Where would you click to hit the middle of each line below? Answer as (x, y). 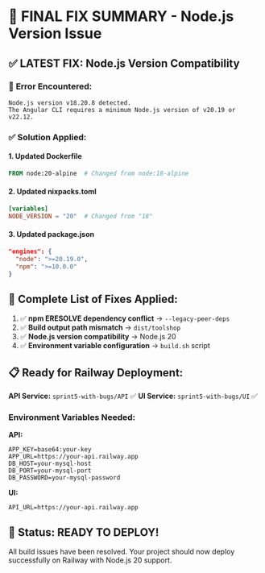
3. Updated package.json (52, 235)
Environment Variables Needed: (72, 417)
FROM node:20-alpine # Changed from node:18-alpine (99, 173)
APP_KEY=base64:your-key (50, 450)
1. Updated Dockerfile (45, 156)
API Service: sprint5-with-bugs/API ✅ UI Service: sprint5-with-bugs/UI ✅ (133, 396)
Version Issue (55, 33)
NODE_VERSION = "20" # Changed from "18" (81, 216)
